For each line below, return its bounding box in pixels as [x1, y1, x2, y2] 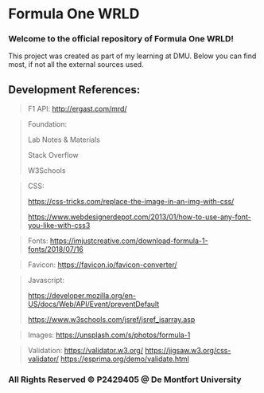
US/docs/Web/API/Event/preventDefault [27, 300, 160, 309]
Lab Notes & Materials [27, 135, 101, 144]
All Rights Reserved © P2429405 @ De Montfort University [8, 374, 242, 385]
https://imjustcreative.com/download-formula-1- [49, 236, 208, 246]
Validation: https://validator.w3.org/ [27, 346, 143, 356]
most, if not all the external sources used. [8, 60, 145, 69]
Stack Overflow [27, 151, 80, 160]
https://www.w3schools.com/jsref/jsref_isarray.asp [27, 315, 196, 324]
